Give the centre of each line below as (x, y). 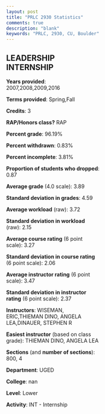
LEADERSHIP (31, 58)
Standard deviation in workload (46, 221)
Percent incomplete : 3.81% (40, 157)
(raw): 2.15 (19, 227)
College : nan (22, 381)
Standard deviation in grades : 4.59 (50, 197)
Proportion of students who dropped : (53, 168)
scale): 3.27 (20, 245)
